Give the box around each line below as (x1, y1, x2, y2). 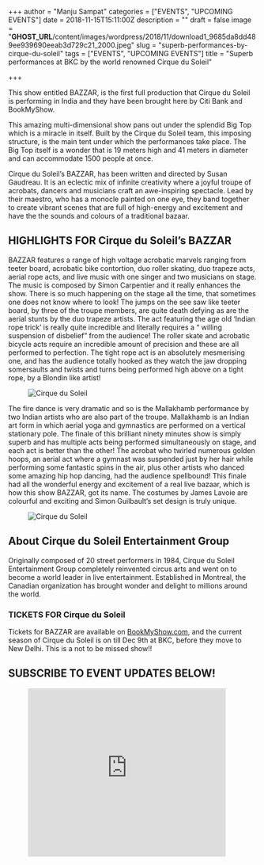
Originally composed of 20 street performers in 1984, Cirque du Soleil (8, 555, 235, 565)
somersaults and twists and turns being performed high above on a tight (8, 364, 243, 374)
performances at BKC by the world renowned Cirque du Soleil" (8, 57, 213, 67)
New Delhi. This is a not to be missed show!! (8, 643, 153, 653)
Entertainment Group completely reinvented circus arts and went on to (8, 564, 237, 573)
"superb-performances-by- (157, 40, 248, 50)
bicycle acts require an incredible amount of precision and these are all (8, 339, 239, 349)
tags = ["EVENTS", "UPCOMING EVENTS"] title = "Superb (65, 49, 254, 58)
